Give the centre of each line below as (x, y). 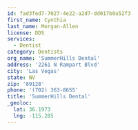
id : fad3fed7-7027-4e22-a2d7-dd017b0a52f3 (69, 13)
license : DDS (26, 33)
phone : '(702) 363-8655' (43, 90)
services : (21, 39)
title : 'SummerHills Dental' (49, 97)
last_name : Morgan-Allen (43, 26)
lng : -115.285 (33, 116)
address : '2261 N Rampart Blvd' (53, 65)
